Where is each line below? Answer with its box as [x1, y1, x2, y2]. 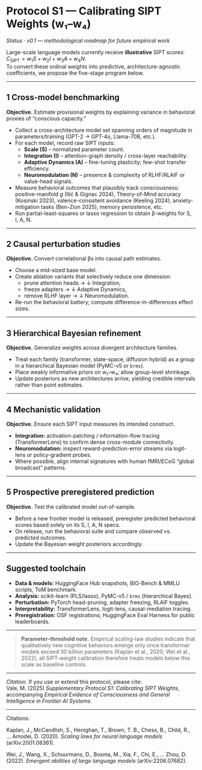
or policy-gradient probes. [26, 451, 92, 458]
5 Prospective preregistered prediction [6, 487, 155, 497]
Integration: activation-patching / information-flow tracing [14, 432, 160, 439]
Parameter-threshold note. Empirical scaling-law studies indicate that [20, 635, 195, 642]
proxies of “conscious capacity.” [6, 114, 87, 122]
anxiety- [173, 197, 194, 204]
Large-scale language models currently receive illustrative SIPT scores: [6, 48, 185, 55]
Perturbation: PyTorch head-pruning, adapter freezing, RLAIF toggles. [14, 598, 190, 606]
